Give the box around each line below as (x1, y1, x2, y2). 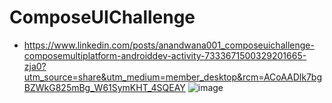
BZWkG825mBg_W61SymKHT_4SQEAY (23, 81, 186, 93)
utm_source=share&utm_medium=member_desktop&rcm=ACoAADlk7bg (23, 71, 323, 83)
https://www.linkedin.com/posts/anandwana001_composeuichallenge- (23, 39, 315, 51)
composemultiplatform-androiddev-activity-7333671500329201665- (23, 49, 307, 61)
